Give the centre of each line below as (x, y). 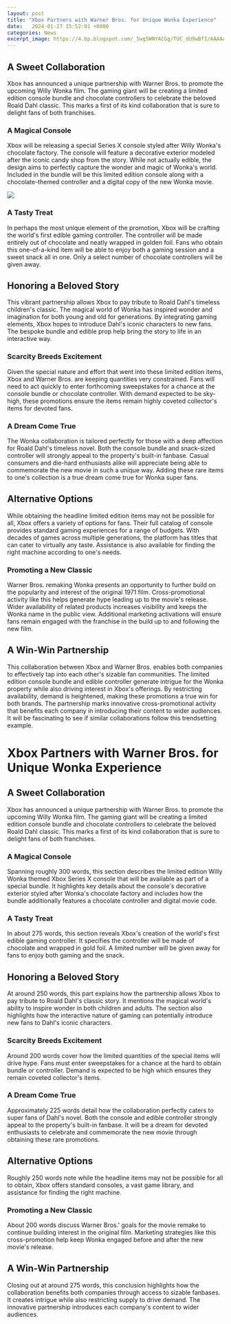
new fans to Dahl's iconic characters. (59, 1023)
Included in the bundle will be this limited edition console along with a (106, 175)
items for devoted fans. (40, 408)
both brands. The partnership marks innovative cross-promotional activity (112, 703)
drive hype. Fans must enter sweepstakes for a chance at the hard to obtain (114, 1063)
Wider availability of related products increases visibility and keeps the (107, 607)
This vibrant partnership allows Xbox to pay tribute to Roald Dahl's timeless (113, 302)
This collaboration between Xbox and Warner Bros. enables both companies (115, 667)
